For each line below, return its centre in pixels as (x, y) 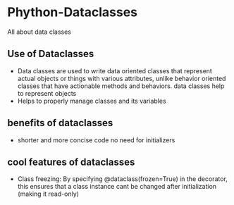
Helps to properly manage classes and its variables (92, 101)
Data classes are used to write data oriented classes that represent (115, 70)
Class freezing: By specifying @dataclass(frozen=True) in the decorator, (122, 179)
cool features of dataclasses (71, 162)
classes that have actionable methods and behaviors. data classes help (121, 86)
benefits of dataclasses (60, 123)
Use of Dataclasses (51, 54)
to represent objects (47, 93)
